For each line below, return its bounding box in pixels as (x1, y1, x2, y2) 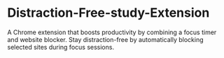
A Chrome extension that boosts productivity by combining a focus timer (7, 28, 217, 36)
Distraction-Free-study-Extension (7, 5, 210, 21)
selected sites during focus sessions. (7, 43, 114, 51)
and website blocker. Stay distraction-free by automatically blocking (7, 35, 204, 43)
